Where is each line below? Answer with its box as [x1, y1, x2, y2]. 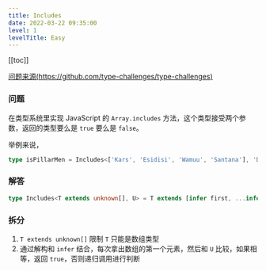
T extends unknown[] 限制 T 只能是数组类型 [19, 234, 160, 243]
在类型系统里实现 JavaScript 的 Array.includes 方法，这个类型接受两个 [8, 113, 240, 123]
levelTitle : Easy [8, 33, 66, 42]
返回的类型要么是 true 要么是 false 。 [21, 123, 144, 132]
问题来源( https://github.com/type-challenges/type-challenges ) [8, 72, 213, 82]
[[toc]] [8, 55, 29, 65]
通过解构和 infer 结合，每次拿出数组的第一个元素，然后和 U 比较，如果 [19, 243, 251, 254]
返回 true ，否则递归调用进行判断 [33, 254, 141, 263]
